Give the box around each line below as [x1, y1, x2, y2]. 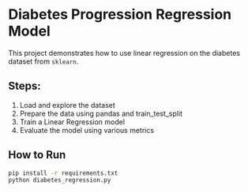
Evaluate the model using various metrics [19, 125, 155, 135]
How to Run [8, 148, 66, 162]
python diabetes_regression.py [8, 176, 111, 184]
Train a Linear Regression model [19, 116, 125, 127]
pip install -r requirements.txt [8, 169, 118, 177]
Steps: [8, 79, 41, 93]
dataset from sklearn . [8, 57, 79, 66]
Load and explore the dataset [19, 100, 116, 109]
